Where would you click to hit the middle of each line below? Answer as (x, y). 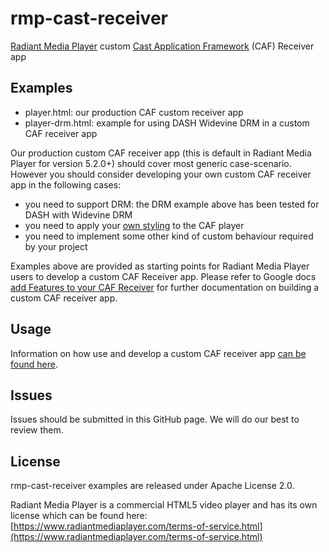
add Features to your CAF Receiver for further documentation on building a (165, 287)
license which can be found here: (79, 516)
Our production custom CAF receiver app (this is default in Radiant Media (161, 153)
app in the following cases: (66, 184)
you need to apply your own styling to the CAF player (134, 225)
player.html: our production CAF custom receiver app (134, 112)
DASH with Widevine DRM (78, 214)
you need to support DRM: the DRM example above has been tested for (172, 204)
